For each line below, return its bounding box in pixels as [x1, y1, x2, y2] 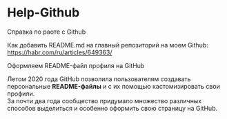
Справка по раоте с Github [7, 28, 86, 36]
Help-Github [7, 5, 80, 21]
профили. [7, 89, 35, 98]
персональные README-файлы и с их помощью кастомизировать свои [7, 82, 221, 90]
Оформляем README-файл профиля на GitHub [7, 61, 145, 69]
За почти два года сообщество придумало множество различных [7, 96, 202, 105]
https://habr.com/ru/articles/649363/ [7, 48, 112, 56]
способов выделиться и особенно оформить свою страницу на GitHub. [7, 104, 218, 112]
